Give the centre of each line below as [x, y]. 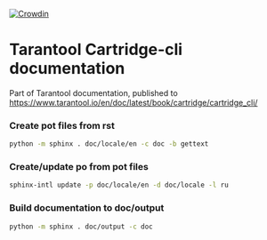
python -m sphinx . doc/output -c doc [81, 227]
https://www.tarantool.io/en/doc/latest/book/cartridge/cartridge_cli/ [133, 102]
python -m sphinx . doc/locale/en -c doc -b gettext [109, 144]
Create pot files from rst [62, 125]
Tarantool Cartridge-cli [96, 50]
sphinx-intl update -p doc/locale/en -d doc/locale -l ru [119, 185]
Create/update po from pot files [79, 167]
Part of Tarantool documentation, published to [93, 92]
